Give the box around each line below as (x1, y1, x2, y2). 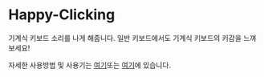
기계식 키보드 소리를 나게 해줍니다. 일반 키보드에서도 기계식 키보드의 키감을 (8, 33, 242, 43)
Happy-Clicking (8, 6, 116, 24)
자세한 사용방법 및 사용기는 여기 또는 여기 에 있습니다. (8, 60, 171, 70)
